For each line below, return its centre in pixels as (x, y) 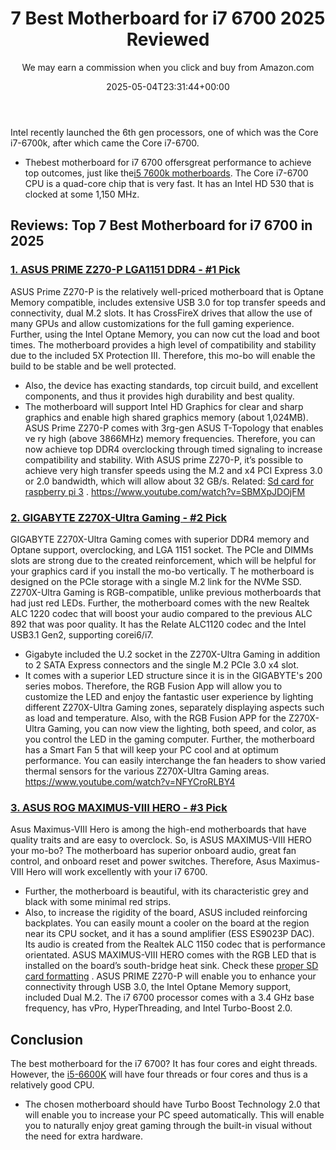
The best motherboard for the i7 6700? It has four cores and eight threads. (164, 1064)
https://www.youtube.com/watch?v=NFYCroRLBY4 (130, 781)
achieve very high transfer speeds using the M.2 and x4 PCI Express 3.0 (173, 470)
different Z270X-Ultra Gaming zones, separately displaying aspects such (174, 707)
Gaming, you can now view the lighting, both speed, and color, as (182, 728)
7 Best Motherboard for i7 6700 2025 (168, 18)
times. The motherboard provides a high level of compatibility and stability (163, 344)
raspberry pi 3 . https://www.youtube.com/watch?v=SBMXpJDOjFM (165, 491)
